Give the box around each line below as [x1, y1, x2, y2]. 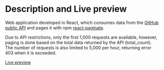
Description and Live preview [5, 3, 127, 15]
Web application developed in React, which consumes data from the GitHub [5, 20, 159, 25]
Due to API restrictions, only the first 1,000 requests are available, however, [5, 34, 158, 40]
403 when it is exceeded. [5, 50, 57, 56]
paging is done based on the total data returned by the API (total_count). [5, 39, 152, 45]
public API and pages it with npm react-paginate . [5, 24, 104, 30]
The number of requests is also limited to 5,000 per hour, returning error [5, 45, 152, 50]
